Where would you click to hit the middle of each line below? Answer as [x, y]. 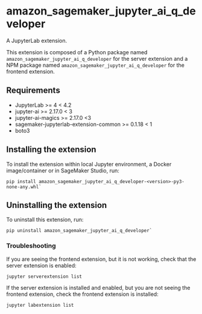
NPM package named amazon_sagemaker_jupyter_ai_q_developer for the [96, 65]
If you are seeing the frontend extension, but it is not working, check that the [101, 259]
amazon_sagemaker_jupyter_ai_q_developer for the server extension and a [97, 58]
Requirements [33, 91]
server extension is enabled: [41, 265]
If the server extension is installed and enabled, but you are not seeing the [98, 287]
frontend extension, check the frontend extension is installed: [82, 294]
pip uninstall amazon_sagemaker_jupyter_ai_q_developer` [79, 231]
